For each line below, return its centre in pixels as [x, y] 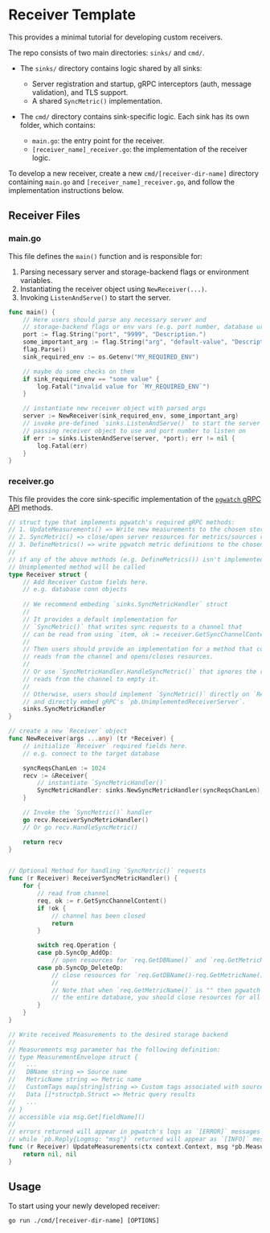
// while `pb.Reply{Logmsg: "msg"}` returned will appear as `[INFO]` [129, 1140]
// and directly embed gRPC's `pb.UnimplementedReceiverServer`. [135, 701]
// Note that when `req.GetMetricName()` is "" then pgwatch [156, 990]
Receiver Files [44, 216]
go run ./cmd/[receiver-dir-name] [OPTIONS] [84, 1221]
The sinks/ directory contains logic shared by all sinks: [111, 68]
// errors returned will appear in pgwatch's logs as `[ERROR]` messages [135, 1132]
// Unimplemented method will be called [77, 567]
